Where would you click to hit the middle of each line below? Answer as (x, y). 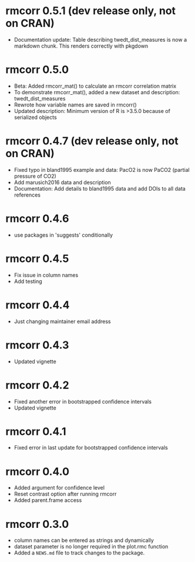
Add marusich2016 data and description (62, 182)
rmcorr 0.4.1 (36, 431)
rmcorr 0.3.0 (37, 524)
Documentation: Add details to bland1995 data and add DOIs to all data (100, 188)
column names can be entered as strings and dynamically (84, 540)
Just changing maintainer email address (62, 321)
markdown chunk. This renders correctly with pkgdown (81, 46)
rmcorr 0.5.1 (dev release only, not (91, 11)
